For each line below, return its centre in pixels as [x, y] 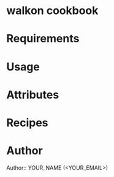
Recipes [27, 122]
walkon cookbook [52, 11]
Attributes [33, 95]
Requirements [43, 39]
